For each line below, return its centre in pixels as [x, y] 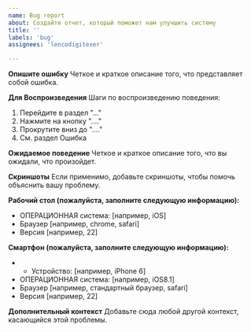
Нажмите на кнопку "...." [61, 121]
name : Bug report [37, 15]
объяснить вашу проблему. [54, 185]
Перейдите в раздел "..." [61, 113]
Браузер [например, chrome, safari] [79, 224]
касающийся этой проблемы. [58, 320]
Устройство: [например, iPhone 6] [89, 271]
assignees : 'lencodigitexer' [56, 45]
